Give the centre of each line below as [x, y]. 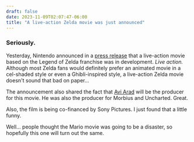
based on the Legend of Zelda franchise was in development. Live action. [95, 61]
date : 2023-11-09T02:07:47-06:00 [47, 17]
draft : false [22, 11]
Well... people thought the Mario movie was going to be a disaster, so [89, 127]
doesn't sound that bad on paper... [48, 80]
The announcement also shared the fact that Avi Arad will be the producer [95, 92]
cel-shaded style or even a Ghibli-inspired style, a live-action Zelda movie [95, 74]
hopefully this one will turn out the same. [55, 133]
